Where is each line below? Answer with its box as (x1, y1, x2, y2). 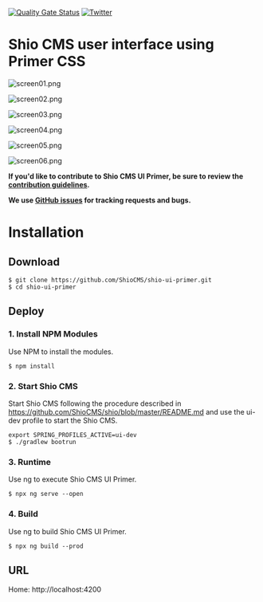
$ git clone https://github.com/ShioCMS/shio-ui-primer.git (8, 276, 213, 284)
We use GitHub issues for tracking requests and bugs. (8, 195, 191, 205)
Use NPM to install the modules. (8, 347, 114, 356)
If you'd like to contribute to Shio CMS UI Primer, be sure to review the (8, 171, 244, 181)
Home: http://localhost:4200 (8, 584, 102, 594)
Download (8, 255, 60, 269)
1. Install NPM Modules (8, 329, 98, 340)
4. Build (8, 509, 38, 520)
